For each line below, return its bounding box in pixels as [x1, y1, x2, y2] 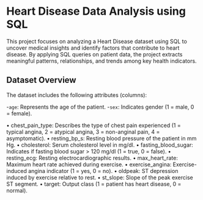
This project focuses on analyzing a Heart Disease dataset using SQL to [6, 37, 188, 45]
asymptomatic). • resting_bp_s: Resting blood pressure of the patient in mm [6, 134, 197, 142]
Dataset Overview [6, 75, 76, 85]
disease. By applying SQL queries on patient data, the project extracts [6, 50, 183, 58]
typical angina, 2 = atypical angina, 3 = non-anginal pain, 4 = [6, 128, 160, 136]
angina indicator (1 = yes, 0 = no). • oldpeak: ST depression [28, 167, 179, 174]
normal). [6, 187, 28, 194]
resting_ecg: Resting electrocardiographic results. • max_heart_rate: [6, 154, 179, 161]
